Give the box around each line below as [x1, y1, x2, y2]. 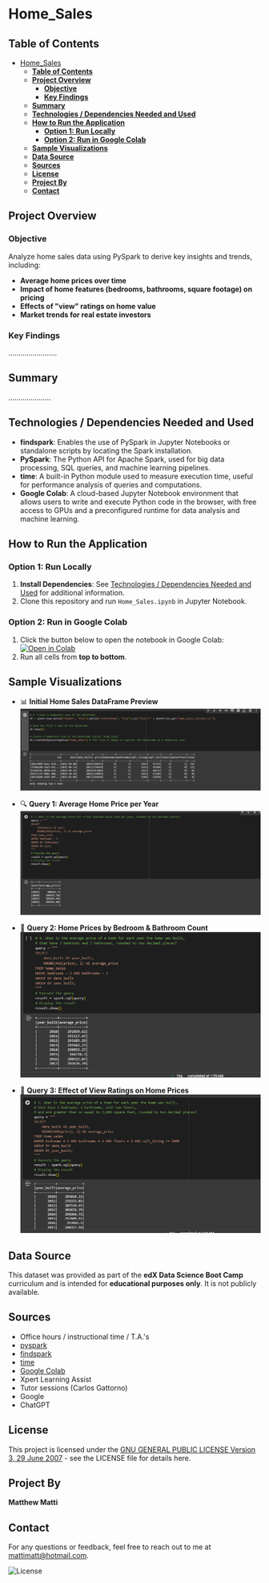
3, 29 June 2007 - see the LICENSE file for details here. [8, 1453, 191, 1463]
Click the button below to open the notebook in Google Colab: [19, 635, 224, 645]
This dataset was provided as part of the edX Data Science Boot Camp [8, 1270, 243, 1280]
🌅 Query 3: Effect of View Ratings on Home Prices [19, 1085, 190, 1096]
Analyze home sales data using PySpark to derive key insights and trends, [8, 251, 252, 261]
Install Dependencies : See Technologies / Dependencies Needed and [19, 580, 252, 589]
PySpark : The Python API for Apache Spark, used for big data [19, 454, 225, 464]
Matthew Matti [8, 1498, 58, 1508]
